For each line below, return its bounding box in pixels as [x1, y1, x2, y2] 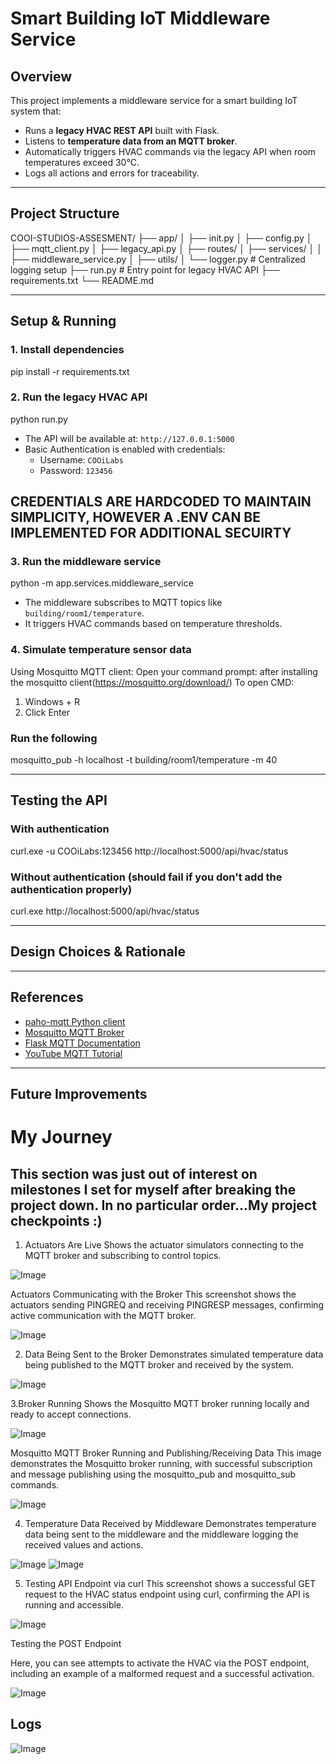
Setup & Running [10, 313, 117, 330]
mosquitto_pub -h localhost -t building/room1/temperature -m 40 [10, 754, 278, 766]
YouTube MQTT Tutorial [24, 1047, 123, 1059]
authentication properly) [10, 882, 133, 896]
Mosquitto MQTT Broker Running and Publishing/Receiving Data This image [10, 1447, 322, 1459]
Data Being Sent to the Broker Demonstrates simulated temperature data [24, 1348, 324, 1361]
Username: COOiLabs [39, 453, 124, 466]
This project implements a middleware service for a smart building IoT [10, 95, 298, 106]
